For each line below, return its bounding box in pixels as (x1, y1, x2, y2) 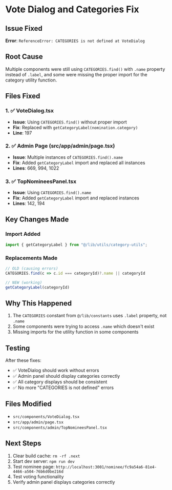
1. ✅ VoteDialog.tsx (5, 107, 54, 114)
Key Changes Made (5, 215, 69, 224)
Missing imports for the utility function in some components (12, 329, 139, 335)
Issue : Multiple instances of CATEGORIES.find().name (12, 154, 123, 160)
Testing (5, 343, 30, 352)
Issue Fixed (5, 24, 42, 33)
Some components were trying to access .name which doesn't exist (12, 323, 155, 330)
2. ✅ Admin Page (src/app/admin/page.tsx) (5, 142, 115, 150)
